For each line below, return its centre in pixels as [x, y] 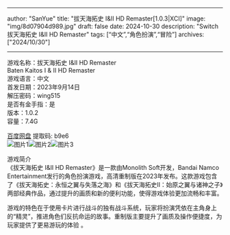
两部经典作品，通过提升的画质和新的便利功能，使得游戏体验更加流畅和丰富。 [115, 193]
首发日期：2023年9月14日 [43, 87]
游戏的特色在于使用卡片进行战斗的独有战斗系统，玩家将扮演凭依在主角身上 [112, 208]
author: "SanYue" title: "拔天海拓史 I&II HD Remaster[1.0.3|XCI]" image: [106, 18]
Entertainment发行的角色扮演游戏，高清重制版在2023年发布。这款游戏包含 [112, 176]
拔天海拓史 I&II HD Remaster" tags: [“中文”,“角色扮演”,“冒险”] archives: [106, 34]
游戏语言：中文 [28, 78]
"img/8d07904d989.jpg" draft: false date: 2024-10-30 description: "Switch [113, 26]
